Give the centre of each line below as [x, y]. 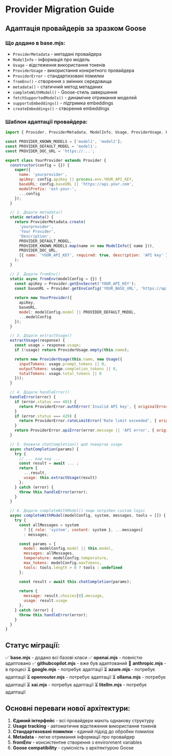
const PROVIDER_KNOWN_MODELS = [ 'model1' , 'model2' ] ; [64, 142]
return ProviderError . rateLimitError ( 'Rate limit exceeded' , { [88, 421]
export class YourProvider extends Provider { [56, 160]
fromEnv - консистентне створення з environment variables [77, 742]
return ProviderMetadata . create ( [50, 222]
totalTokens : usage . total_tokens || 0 [60, 373]
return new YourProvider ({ [43, 298]
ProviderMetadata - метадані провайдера [57, 54]
